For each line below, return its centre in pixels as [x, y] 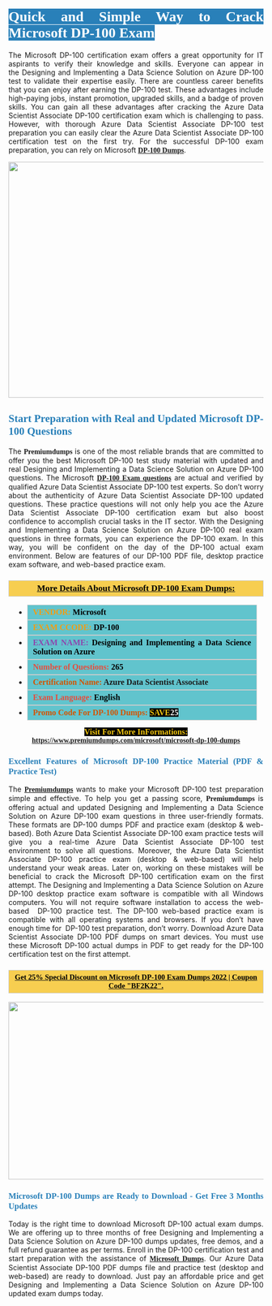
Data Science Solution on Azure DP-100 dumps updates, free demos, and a [136, 1241]
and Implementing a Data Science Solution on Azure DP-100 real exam [136, 530]
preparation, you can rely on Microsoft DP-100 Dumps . [97, 149]
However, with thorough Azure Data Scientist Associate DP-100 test [136, 124]
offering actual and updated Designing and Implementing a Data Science [136, 808]
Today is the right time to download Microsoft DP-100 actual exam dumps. [136, 1224]
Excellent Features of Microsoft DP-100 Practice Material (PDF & [136, 761]
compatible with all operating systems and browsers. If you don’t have [136, 920]
